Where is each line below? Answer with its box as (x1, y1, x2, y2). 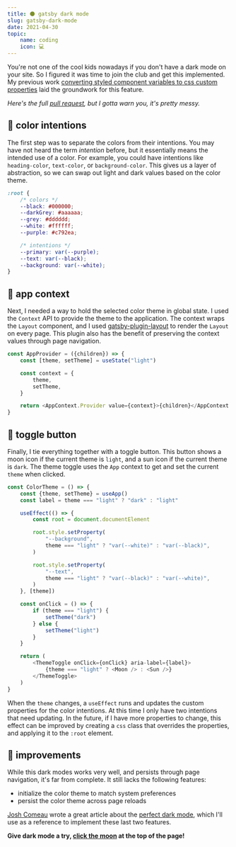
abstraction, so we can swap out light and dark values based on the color (7, 168, 221, 177)
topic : (7, 30, 27, 38)
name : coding (20, 37, 59, 44)
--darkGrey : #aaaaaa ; (20, 210, 83, 217)
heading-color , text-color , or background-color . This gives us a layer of (7, 161, 217, 169)
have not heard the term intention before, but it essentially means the (7, 146, 208, 154)
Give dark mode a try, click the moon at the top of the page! (7, 831, 185, 840)
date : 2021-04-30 (7, 23, 59, 30)
